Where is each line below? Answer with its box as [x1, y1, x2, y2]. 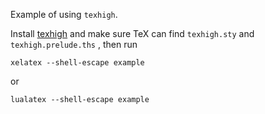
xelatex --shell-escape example [10, 58, 145, 68]
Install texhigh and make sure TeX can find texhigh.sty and [10, 28, 255, 39]
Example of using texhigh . [10, 9, 118, 20]
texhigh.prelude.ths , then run [10, 39, 138, 50]
